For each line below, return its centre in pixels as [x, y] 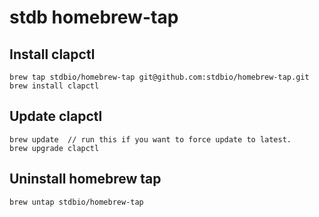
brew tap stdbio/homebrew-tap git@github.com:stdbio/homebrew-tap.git [159, 77]
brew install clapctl [54, 86]
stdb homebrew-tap [94, 17]
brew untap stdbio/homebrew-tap [76, 202]
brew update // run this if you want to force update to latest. [150, 139]
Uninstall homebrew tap [85, 179]
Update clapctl [56, 116]
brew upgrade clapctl [54, 148]
